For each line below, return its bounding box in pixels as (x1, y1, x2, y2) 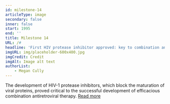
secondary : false (5, 17, 42, 22)
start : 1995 (5, 26, 30, 31)
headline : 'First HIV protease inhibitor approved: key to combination (5, 45, 159, 50)
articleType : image (5, 12, 47, 17)
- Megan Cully (14, 69, 44, 74)
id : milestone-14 (5, 7, 42, 13)
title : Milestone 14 (5, 36, 49, 41)
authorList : (5, 64, 30, 69)
